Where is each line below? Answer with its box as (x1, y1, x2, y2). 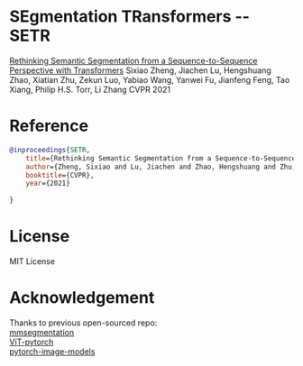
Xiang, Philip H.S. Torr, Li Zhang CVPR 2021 (9, 84, 171, 95)
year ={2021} (25, 178, 70, 188)
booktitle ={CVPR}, (25, 170, 95, 179)
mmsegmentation (9, 326, 75, 337)
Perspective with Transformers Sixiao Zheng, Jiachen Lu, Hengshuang (9, 65, 272, 76)
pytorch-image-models (9, 345, 96, 357)
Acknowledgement (9, 288, 155, 308)
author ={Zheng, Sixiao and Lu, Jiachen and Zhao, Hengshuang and (25, 162, 277, 171)
